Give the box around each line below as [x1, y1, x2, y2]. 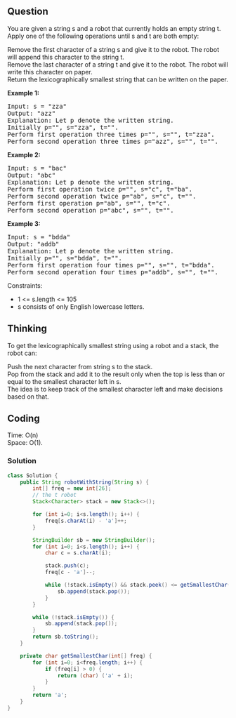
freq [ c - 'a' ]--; [44, 569, 96, 576]
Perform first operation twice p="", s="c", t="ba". [7, 185, 193, 193]
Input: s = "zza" [7, 102, 67, 110]
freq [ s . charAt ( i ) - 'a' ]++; [44, 517, 128, 524]
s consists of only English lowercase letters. [17, 302, 145, 311]
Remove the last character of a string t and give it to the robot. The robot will [7, 60, 228, 69]
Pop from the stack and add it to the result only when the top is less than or [7, 370, 225, 378]
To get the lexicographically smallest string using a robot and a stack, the [7, 341, 219, 350]
